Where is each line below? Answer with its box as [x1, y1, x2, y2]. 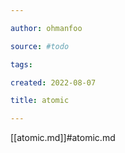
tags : [10, 59, 33, 70]
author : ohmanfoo [10, 23, 83, 33]
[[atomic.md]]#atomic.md [10, 132, 116, 144]
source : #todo [10, 41, 70, 51]
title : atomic [10, 96, 70, 106]
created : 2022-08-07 [10, 77, 97, 88]
